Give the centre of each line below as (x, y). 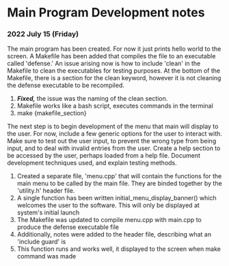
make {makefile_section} (52, 113)
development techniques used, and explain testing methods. (92, 163)
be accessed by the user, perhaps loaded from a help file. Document (104, 156)
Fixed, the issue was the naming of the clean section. (92, 99)
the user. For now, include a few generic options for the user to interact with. (114, 134)
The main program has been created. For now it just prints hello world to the (114, 49)
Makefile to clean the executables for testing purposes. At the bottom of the (114, 71)
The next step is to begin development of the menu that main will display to (113, 126)
